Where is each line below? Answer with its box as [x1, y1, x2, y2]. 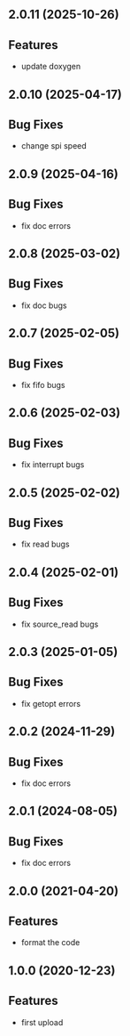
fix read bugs [20, 538, 70, 550]
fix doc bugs [20, 300, 67, 311]
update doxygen [20, 61, 81, 72]
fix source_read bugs [20, 619, 99, 629]
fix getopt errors [20, 698, 81, 708]
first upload [20, 1016, 64, 1027]
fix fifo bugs [20, 380, 65, 391]
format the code [20, 937, 80, 948]
